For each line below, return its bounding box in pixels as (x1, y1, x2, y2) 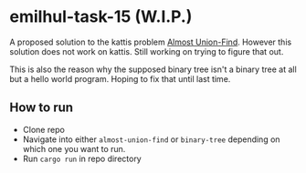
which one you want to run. (22, 143, 126, 154)
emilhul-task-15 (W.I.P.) (9, 6, 193, 27)
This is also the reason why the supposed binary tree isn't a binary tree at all (9, 64, 297, 75)
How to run (9, 100, 74, 116)
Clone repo (22, 124, 66, 135)
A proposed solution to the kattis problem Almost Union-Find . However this (9, 36, 292, 47)
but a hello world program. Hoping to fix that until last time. (9, 73, 231, 84)
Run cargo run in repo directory (22, 153, 142, 164)
